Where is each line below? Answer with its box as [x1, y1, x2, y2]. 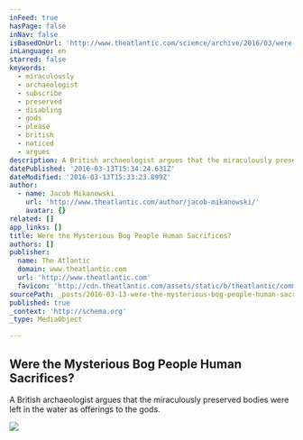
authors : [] [9, 240, 54, 249]
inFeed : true [9, 13, 59, 23]
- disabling [17, 105, 63, 115]
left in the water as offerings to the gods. [9, 403, 161, 415]
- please [17, 123, 50, 132]
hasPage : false [9, 22, 67, 31]
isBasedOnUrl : [9, 38, 63, 48]
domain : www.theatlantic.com [17, 265, 127, 274]
